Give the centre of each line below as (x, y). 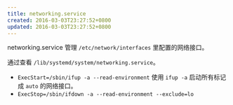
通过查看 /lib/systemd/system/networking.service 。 (83, 62)
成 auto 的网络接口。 (47, 86)
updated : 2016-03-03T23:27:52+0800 (59, 27)
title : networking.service (47, 14)
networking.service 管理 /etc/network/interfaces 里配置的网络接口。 (108, 48)
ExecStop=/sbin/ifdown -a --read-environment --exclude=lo (106, 94)
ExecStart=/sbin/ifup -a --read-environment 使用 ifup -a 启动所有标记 (122, 77)
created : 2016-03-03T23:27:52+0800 (59, 20)
